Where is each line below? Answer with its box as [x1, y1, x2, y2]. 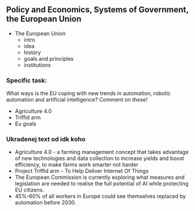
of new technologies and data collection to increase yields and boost [14, 155, 184, 162]
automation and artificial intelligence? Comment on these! [6, 96, 148, 103]
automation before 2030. [14, 199, 76, 206]
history [23, 49, 41, 56]
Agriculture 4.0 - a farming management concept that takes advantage [14, 149, 189, 156]
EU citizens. [14, 187, 45, 194]
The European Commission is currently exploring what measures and [14, 174, 185, 181]
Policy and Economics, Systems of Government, [6, 5, 189, 15]
